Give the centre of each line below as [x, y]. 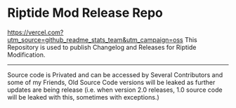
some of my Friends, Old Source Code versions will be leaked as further [111, 82]
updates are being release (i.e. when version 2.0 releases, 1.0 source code [115, 90]
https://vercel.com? [35, 32]
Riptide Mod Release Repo [85, 13]
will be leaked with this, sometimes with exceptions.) [83, 97]
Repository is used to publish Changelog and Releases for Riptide [102, 47]
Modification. [26, 55]
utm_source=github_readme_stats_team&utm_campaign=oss [96, 39]
